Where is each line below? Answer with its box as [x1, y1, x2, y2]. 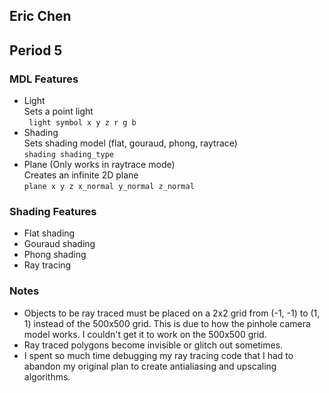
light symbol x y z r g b [28, 118, 137, 128]
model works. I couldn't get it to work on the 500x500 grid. [23, 328, 267, 340]
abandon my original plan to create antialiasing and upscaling [23, 360, 277, 372]
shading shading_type [23, 150, 114, 160]
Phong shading [23, 249, 87, 261]
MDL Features [9, 72, 79, 86]
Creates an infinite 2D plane [23, 169, 139, 181]
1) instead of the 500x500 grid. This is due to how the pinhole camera [23, 317, 311, 329]
